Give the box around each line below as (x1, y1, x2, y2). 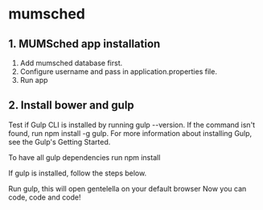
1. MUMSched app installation (8, 37, 161, 51)
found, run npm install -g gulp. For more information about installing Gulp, (8, 128, 253, 138)
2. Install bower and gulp (8, 98, 134, 113)
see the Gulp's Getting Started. (8, 137, 111, 146)
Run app (19, 76, 48, 84)
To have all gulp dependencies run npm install (8, 152, 161, 162)
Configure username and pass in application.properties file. (19, 67, 217, 76)
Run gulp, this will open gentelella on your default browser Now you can (8, 183, 247, 193)
